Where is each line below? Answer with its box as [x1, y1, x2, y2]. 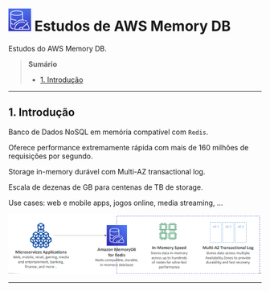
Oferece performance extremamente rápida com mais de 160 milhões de [8, 142, 249, 152]
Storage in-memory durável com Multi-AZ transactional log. [8, 166, 206, 176]
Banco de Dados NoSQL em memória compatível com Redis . [8, 127, 209, 137]
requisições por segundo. [8, 151, 93, 161]
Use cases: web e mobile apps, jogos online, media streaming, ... [8, 198, 223, 207]
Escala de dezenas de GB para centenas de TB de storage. [8, 182, 203, 192]
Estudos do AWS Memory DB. [8, 43, 107, 53]
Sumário [27, 59, 58, 68]
